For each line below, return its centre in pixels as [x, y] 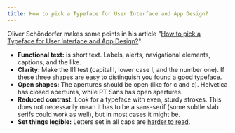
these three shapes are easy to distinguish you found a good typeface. [120, 77]
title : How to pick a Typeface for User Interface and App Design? [108, 14]
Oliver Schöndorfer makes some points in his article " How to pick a [104, 34]
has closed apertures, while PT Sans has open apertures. [100, 92]
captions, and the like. [49, 62]
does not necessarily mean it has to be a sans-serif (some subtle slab [118, 106]
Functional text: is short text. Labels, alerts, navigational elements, [114, 55]
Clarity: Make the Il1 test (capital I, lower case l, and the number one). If [121, 69]
